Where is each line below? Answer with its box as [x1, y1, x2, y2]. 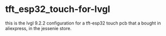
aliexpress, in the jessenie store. [5, 25, 72, 31]
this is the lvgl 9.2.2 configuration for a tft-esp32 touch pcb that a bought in [5, 20, 161, 26]
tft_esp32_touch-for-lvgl [5, 3, 110, 15]
